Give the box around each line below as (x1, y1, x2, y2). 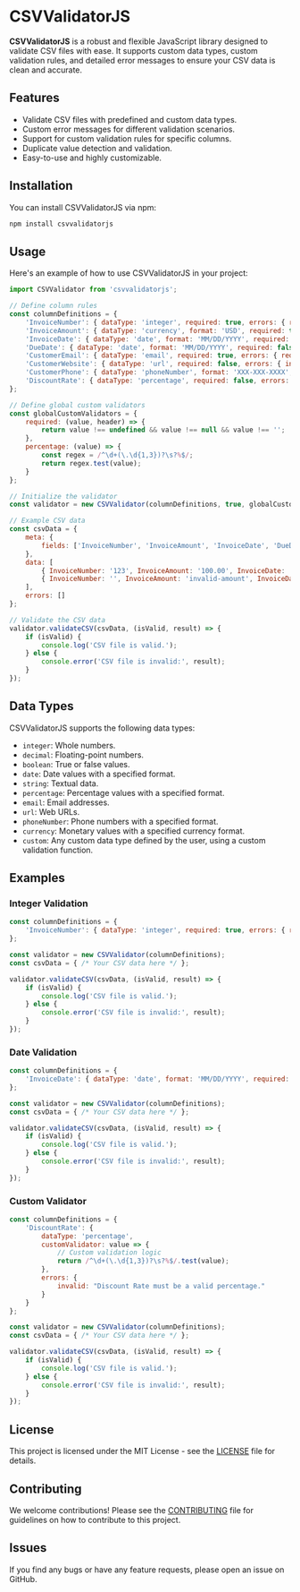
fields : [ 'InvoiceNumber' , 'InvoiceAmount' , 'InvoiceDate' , (41, 541, 270, 550)
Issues (9, 1540, 47, 1555)
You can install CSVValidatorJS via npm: (9, 201, 157, 212)
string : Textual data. (21, 777, 99, 789)
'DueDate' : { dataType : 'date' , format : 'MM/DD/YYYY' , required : (25, 343, 274, 352)
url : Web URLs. (21, 806, 80, 817)
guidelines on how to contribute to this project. (9, 1514, 181, 1525)
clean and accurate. (9, 64, 83, 75)
